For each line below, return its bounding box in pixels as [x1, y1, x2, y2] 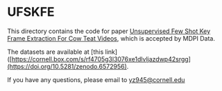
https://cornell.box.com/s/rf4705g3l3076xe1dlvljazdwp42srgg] [11, 54, 191, 63]
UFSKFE [7, 4, 55, 20]
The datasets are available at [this [7, 48, 104, 56]
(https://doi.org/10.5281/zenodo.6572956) [7, 62, 127, 70]
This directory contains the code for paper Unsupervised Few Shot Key [7, 27, 211, 35]
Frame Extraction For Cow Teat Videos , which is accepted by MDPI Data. [7, 34, 215, 42]
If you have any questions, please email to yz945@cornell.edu [7, 75, 185, 83]
